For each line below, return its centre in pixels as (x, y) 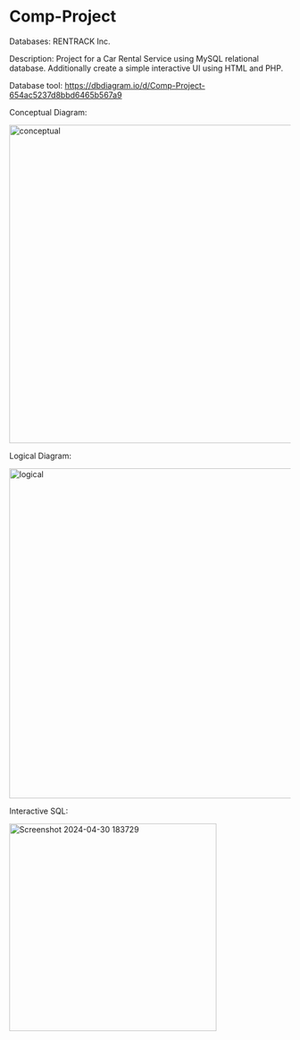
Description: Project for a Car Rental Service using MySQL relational (134, 58)
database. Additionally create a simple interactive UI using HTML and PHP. (146, 68)
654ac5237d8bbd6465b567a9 (66, 95)
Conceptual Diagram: (48, 112)
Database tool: (36, 85)
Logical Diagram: (40, 456)
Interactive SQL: (39, 811)
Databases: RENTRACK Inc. (60, 41)
